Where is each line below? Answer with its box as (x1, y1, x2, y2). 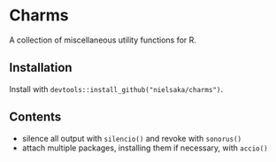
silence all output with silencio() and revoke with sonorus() (21, 133, 241, 143)
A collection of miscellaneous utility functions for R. (9, 35, 197, 45)
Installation (9, 60, 73, 75)
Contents (9, 110, 62, 125)
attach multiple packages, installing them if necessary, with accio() (21, 143, 268, 153)
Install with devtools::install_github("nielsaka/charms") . (9, 83, 224, 94)
